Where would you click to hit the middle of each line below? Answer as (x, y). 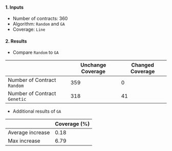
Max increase (24, 141)
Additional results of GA (37, 111)
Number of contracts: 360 (40, 18)
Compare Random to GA (36, 52)
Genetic (17, 99)
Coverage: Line (29, 29)
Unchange (93, 65)
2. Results (16, 41)
